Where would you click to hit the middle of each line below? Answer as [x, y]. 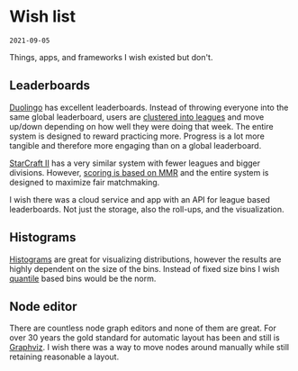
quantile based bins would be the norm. [83, 278]
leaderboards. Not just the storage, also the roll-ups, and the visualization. [147, 209]
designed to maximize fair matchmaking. [85, 182]
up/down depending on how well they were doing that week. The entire [141, 126]
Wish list [43, 17]
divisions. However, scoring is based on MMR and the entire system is [139, 172]
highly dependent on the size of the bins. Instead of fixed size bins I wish [144, 268]
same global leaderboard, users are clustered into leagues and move [137, 117]
